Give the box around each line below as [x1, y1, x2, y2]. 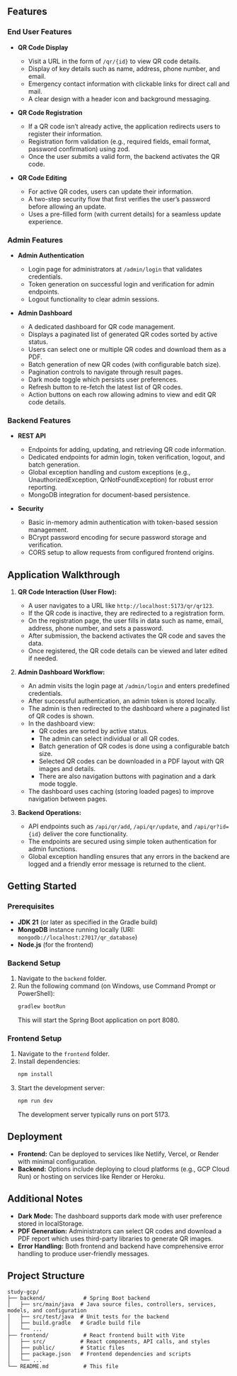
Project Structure [7, 1270, 85, 1282]
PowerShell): [17, 989, 55, 998]
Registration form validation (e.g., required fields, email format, [28, 137, 211, 145]
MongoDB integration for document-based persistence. [28, 491, 190, 499]
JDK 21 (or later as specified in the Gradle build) [17, 918, 158, 926]
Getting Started [7, 880, 77, 892]
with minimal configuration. [17, 1157, 98, 1165]
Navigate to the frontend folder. [17, 1050, 110, 1058]
